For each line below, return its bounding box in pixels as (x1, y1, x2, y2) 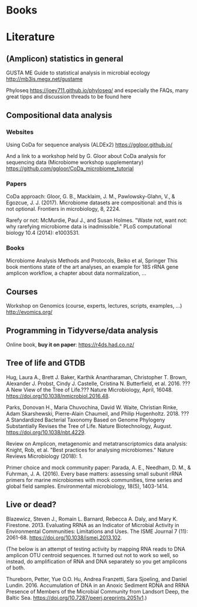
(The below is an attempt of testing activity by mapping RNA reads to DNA (6, 545, 186, 552)
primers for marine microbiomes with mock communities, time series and (6, 476, 183, 483)
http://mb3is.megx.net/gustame (6, 76, 83, 83)
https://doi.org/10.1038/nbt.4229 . (6, 429, 86, 436)
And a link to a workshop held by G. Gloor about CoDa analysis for (6, 152, 166, 159)
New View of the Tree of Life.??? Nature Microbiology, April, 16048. (11, 386, 173, 393)
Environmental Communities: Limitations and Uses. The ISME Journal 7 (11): (6, 528, 189, 535)
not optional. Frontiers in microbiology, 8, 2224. (6, 205, 121, 213)
